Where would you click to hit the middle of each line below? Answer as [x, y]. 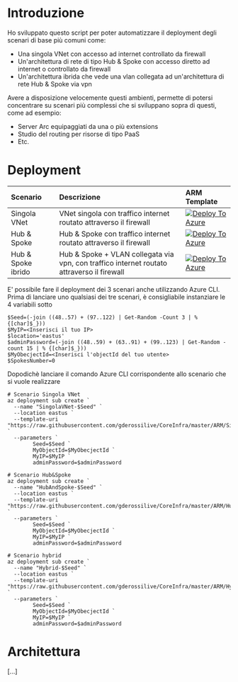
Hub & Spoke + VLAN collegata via [117, 254]
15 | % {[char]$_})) [56, 348]
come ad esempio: [34, 113]
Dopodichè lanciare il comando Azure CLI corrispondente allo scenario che [117, 374]
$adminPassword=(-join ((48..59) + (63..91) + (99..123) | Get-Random [114, 342]
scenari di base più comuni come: [57, 40]
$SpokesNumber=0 [31, 360]
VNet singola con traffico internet [114, 213]
